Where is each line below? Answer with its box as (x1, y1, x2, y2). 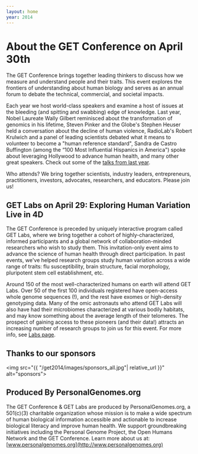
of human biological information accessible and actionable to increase (6, 415, 177, 423)
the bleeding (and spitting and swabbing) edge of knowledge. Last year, (6, 108, 181, 116)
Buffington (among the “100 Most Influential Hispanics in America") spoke (6, 146, 186, 154)
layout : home (6, 8, 38, 15)
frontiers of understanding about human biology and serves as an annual (6, 84, 184, 92)
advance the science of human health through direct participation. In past (6, 250, 186, 258)
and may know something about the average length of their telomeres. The (6, 312, 189, 319)
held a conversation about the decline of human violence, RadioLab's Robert (6, 127, 192, 135)
